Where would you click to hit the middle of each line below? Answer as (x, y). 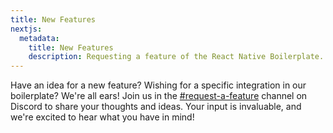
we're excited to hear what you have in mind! (102, 117)
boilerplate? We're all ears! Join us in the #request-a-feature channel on (159, 96)
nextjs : (26, 29)
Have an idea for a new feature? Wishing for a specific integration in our (158, 85)
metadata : (39, 38)
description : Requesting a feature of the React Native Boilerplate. (176, 57)
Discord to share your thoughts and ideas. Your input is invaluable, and (156, 107)
